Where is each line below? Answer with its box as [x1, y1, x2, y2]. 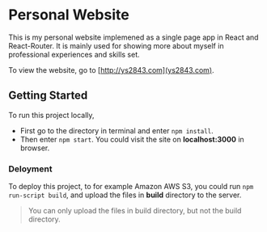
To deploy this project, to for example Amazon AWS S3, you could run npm [8, 182, 254, 192]
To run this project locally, [8, 110, 95, 120]
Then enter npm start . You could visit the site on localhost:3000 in [19, 134, 244, 144]
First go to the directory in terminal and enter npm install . [19, 125, 214, 135]
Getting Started [8, 89, 88, 103]
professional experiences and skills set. [8, 49, 140, 59]
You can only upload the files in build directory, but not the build [28, 206, 242, 216]
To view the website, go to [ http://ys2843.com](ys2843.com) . [8, 65, 214, 74]
